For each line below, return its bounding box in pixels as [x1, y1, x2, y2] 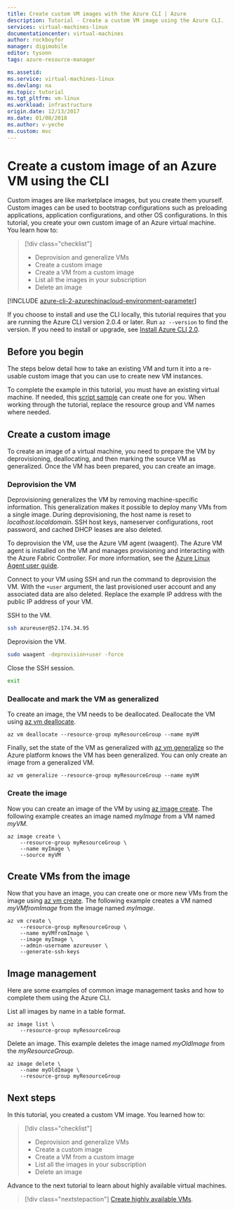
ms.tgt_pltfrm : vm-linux [7, 95, 80, 102]
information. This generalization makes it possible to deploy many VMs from [7, 503, 227, 511]
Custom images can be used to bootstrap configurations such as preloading [7, 203, 227, 212]
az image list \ [7, 1021, 55, 1028]
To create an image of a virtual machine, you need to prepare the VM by [7, 447, 215, 456]
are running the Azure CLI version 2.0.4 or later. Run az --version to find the [7, 318, 229, 326]
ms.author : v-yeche [7, 121, 65, 128]
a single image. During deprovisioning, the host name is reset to [7, 511, 192, 519]
